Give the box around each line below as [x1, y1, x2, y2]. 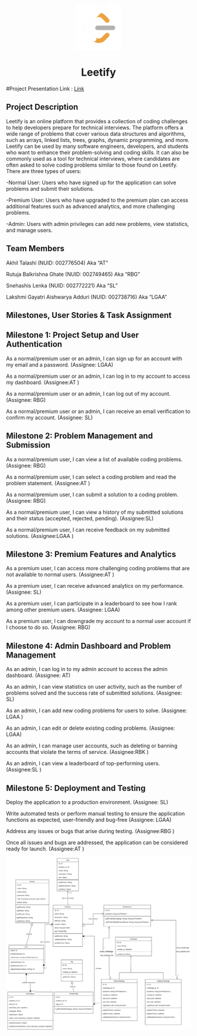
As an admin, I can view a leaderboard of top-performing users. [6, 760, 160, 767]
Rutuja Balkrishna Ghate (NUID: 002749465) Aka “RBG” [6, 270, 141, 277]
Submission [6, 440, 51, 450]
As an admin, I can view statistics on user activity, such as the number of [6, 683, 182, 690]
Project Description [6, 102, 79, 112]
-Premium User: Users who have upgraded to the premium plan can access [6, 197, 189, 204]
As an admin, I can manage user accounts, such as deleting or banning [6, 742, 178, 749]
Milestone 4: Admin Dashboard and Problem [6, 641, 171, 651]
